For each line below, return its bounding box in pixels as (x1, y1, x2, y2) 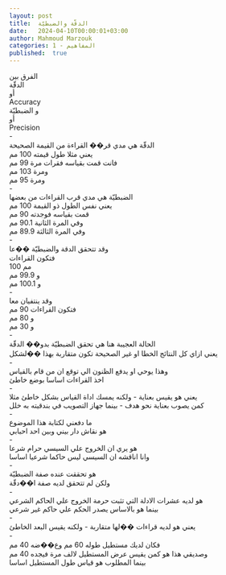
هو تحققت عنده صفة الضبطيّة (9, 469, 97, 478)
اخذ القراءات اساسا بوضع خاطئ (9, 375, 105, 384)
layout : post (9, 11, 53, 20)
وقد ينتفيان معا (9, 296, 53, 305)
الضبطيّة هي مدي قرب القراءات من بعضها (9, 192, 134, 201)
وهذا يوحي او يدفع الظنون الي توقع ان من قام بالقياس (9, 366, 168, 375)
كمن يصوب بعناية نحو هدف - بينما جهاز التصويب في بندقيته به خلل (9, 400, 204, 410)
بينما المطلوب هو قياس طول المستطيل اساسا (9, 557, 146, 567)
